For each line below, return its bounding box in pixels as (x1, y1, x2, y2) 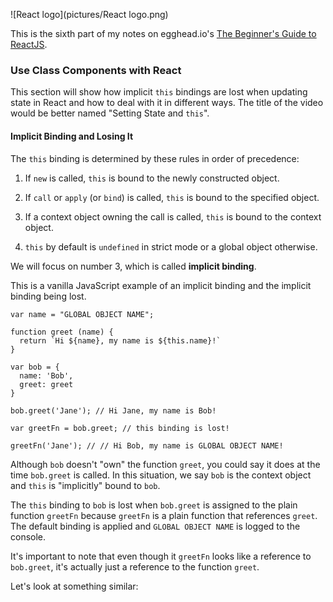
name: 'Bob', (19, 370, 74, 381)
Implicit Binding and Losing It (10, 130, 134, 142)
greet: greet (19, 379, 74, 389)
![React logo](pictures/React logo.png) (10, 9, 169, 20)
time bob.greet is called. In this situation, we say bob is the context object (10, 469, 312, 481)
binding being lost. (10, 290, 87, 302)
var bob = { (10, 362, 60, 372)
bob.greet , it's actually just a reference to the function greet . (10, 560, 260, 573)
